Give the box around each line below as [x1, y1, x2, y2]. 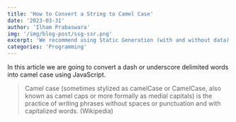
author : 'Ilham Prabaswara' [7, 23, 91, 30]
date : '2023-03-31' [7, 17, 65, 24]
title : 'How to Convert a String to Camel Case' [7, 10, 154, 18]
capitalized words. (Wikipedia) [24, 107, 113, 115]
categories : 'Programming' [7, 43, 87, 50]
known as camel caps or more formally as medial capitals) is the [24, 91, 213, 100]
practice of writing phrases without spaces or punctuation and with [24, 99, 221, 107]
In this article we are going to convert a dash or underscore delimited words [7, 63, 229, 71]
